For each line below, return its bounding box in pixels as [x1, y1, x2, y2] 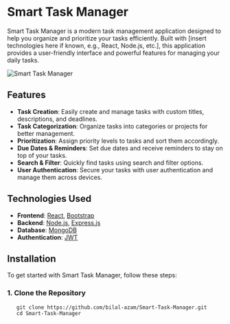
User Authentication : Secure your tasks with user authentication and [16, 165, 214, 174]
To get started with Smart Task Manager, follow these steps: [7, 271, 177, 279]
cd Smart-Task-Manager [16, 310, 81, 316]
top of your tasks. [16, 151, 67, 159]
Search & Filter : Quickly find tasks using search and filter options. [16, 159, 204, 167]
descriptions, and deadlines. [16, 115, 97, 123]
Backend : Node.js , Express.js [16, 218, 101, 227]
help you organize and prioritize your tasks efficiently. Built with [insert [7, 34, 207, 42]
